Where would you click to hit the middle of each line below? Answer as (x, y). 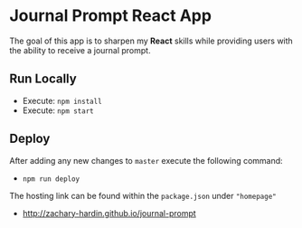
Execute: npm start (58, 110)
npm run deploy (51, 179)
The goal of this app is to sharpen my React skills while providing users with (151, 41)
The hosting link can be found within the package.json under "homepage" (143, 195)
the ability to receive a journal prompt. (80, 50)
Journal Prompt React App (111, 16)
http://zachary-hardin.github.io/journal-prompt (109, 213)
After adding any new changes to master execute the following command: (146, 160)
